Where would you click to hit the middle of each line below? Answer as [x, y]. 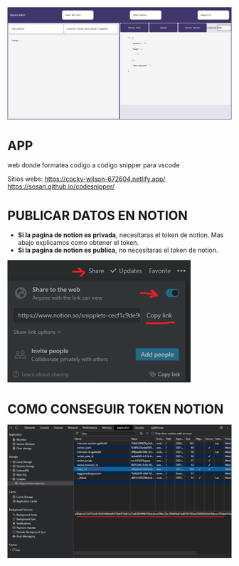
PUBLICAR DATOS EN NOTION [98, 215]
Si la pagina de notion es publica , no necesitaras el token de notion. [118, 250]
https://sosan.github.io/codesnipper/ [61, 187]
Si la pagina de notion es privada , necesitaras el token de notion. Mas [121, 235]
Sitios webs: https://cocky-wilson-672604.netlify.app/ [86, 179]
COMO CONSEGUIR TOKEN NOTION [116, 409]
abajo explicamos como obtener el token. [78, 243]
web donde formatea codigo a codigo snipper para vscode [94, 165]
